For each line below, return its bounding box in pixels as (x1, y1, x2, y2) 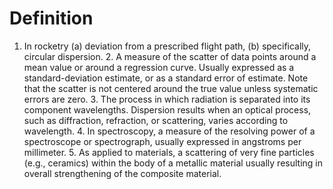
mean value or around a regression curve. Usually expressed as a (23, 61, 295, 73)
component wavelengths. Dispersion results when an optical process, (23, 103, 312, 116)
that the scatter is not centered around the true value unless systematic (23, 82, 319, 94)
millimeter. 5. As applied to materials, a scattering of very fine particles (23, 146, 315, 158)
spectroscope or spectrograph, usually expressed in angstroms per (23, 135, 302, 147)
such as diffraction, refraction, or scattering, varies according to (23, 114, 289, 126)
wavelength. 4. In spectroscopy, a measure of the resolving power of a (23, 125, 316, 137)
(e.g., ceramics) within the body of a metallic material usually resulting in (23, 157, 324, 169)
